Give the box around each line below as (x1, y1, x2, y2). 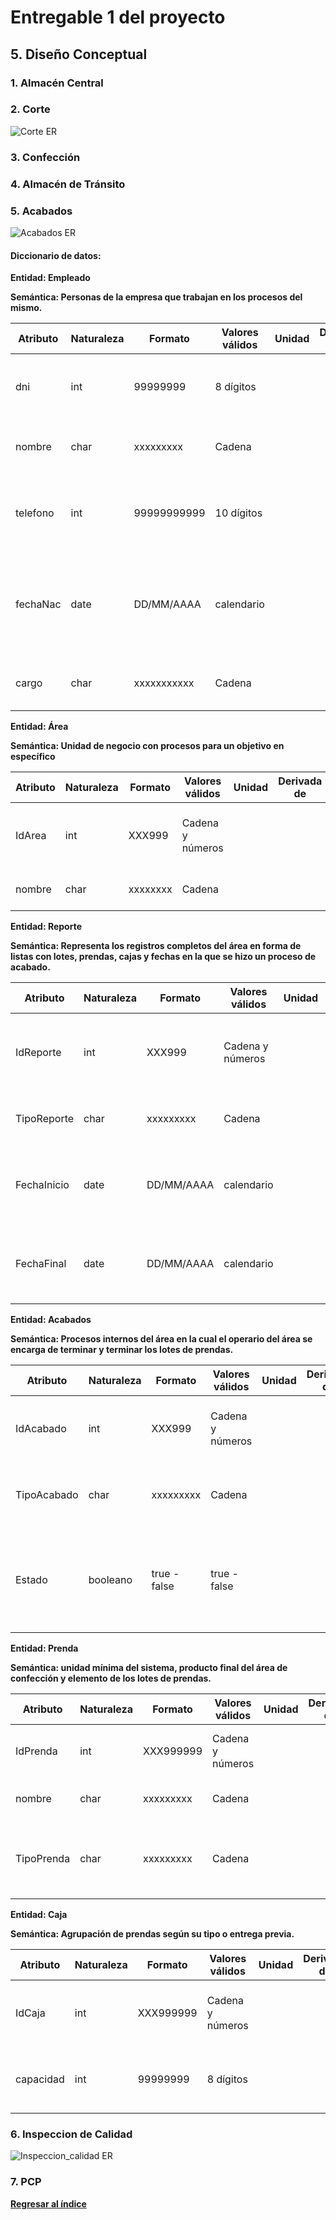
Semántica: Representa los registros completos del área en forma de (10, 940, 302, 952)
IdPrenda (15, 1744, 58, 1758)
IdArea (15, 829, 47, 843)
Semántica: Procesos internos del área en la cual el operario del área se (10, 1333, 313, 1345)
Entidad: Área (10, 721, 69, 733)
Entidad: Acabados (10, 1314, 92, 1326)
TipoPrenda (15, 1852, 71, 1866)
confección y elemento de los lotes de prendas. (10, 1672, 212, 1685)
